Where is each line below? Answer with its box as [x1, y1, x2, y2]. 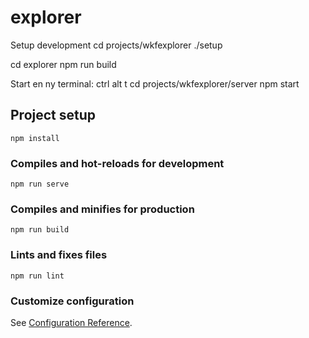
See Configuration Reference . [10, 316, 133, 328]
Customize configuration [10, 294, 135, 308]
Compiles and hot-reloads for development [10, 156, 225, 170]
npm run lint [10, 271, 65, 281]
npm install [10, 133, 60, 143]
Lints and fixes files [10, 248, 108, 262]
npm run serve [10, 179, 70, 190]
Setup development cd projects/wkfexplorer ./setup [10, 39, 223, 51]
